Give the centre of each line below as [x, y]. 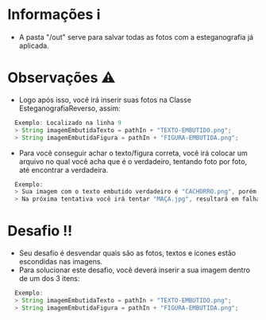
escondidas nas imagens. [61, 262]
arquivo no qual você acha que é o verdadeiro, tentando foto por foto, [133, 161]
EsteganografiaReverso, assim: [69, 108]
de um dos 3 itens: [49, 279]
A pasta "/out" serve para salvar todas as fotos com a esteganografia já [136, 37]
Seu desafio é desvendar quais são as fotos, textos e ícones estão [127, 253]
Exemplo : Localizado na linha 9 [68, 123]
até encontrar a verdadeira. [64, 170]
